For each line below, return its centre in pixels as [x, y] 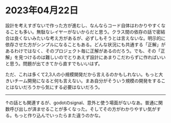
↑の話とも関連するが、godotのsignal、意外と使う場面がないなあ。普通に [82, 103]
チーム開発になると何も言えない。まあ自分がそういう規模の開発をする [88, 81]
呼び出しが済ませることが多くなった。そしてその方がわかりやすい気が [83, 109]
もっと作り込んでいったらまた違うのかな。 [59, 115]
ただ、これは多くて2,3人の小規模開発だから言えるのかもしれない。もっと [82, 74]
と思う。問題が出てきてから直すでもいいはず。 [54, 64]
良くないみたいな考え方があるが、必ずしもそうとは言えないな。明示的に [90, 38]
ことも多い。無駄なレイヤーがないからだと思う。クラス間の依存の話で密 [85, 32]
